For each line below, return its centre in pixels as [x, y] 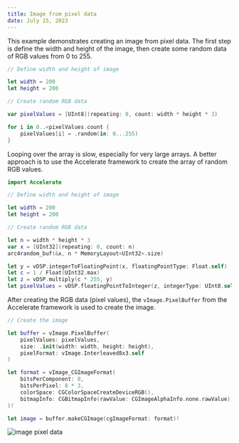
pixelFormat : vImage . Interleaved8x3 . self [82, 353]
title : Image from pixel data [52, 14]
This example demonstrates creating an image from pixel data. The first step [119, 41]
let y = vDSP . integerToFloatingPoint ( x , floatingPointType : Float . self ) [117, 266]
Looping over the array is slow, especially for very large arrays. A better [112, 154]
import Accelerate [34, 182]
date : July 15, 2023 [38, 21]
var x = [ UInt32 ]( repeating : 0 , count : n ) [71, 246]
